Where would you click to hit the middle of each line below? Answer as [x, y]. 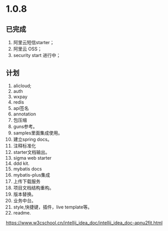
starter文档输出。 [31, 152]
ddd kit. [21, 163]
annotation [25, 114]
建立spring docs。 [33, 139]
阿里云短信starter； [34, 42]
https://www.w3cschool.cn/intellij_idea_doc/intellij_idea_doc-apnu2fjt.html [84, 223]
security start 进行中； [37, 55]
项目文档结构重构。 [34, 187]
